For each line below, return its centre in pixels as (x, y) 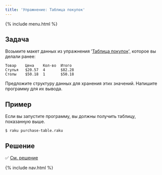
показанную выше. (25, 121)
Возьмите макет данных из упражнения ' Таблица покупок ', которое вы (81, 51)
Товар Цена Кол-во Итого (38, 66)
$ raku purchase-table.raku (34, 131)
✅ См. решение (22, 158)
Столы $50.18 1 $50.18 (40, 74)
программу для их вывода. (34, 89)
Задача (17, 39)
